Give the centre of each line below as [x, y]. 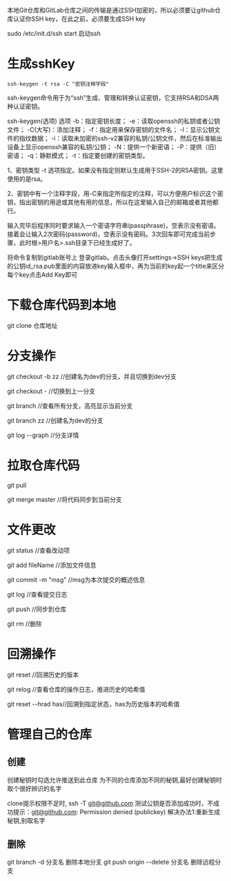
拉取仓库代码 [44, 465]
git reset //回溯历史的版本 [43, 675]
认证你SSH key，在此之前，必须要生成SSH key [79, 19]
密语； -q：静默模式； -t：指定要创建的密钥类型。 [78, 155]
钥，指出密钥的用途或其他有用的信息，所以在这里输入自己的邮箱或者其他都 [113, 202]
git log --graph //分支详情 [43, 435]
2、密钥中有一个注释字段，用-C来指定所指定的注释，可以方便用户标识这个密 [115, 193]
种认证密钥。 [25, 106]
